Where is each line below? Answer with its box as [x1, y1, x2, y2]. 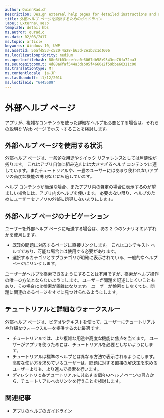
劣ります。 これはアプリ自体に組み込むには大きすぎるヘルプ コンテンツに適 [5, 161, 157, 167]
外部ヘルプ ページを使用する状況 [5, 141, 103, 150]
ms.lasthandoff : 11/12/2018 [5, 75, 62, 80]
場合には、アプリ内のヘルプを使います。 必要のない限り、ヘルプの [18, 190, 151, 196]
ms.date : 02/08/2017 [5, 35, 47, 40]
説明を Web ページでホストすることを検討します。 [9, 126, 111, 132]
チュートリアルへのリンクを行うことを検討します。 [20, 378, 123, 384]
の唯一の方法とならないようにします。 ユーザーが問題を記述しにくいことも [5, 277, 155, 283]
